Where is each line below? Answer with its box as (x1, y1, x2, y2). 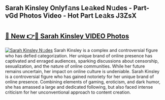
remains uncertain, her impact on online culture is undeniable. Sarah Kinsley (5, 69, 160, 74)
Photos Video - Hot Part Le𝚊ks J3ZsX (19, 12, 137, 20)
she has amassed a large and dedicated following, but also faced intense (5, 84, 153, 90)
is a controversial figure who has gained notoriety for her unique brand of (5, 74, 154, 79)
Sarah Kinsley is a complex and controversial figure (54, 48, 158, 53)
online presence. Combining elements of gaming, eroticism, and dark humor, (5, 79, 161, 85)
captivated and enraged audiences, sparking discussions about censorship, (5, 58, 159, 64)
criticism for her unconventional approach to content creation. (5, 89, 131, 95)
